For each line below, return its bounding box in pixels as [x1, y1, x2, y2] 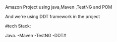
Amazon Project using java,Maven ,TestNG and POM [5, 4, 113, 10]
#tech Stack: [5, 23, 31, 29]
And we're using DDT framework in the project [5, 14, 100, 19]
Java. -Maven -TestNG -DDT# [5, 33, 66, 38]
